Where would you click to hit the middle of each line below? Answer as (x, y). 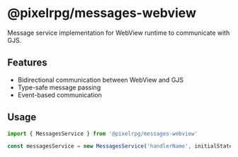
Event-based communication (60, 94)
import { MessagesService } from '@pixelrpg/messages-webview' (103, 134)
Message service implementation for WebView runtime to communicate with (119, 33)
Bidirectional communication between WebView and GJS (101, 80)
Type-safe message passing (59, 87)
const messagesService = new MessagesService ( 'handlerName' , (100, 146)
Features (27, 63)
